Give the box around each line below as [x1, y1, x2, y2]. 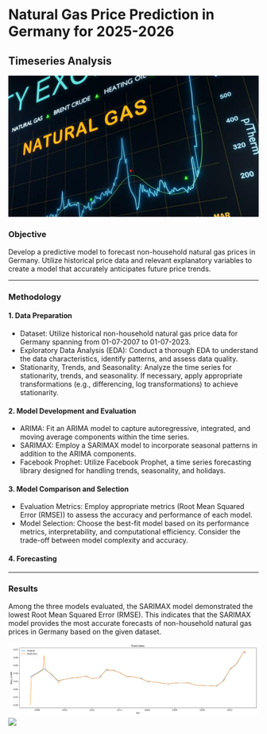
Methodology [8, 291, 62, 302]
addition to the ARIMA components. [19, 449, 137, 459]
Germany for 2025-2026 [8, 22, 175, 41]
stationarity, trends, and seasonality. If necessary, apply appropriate [19, 371, 243, 380]
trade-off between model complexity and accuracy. [19, 535, 188, 546]
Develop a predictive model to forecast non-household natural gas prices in [8, 247, 256, 256]
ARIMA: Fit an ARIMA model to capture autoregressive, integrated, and [19, 424, 251, 433]
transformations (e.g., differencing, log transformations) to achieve [19, 379, 238, 389]
